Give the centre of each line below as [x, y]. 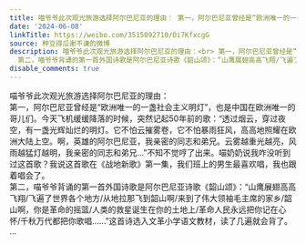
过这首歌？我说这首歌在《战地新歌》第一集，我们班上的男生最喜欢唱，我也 [149, 164]
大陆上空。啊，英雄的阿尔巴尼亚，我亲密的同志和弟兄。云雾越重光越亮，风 [157, 141]
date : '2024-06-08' [46, 26]
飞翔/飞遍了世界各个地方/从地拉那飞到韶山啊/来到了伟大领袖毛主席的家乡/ [147, 198]
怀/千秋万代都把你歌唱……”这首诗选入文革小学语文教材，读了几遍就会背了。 [151, 220]
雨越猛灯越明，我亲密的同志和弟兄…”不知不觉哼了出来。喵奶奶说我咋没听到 [150, 152]
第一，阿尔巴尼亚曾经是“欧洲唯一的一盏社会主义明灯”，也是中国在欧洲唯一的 [153, 107]
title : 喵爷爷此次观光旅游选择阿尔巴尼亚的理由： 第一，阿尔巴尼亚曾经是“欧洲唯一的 [150, 18]
